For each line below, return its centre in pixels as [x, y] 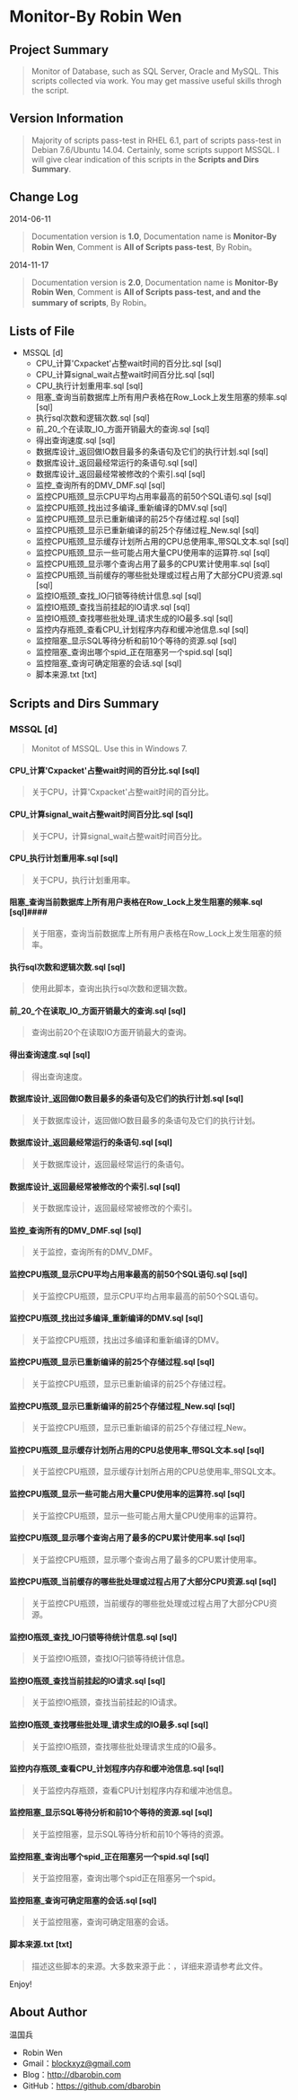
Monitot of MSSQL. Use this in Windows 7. [109, 749]
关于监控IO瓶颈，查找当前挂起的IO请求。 [106, 1702]
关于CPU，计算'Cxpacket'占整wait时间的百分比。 [122, 792]
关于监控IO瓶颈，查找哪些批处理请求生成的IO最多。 [126, 1746]
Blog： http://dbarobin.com [71, 2075]
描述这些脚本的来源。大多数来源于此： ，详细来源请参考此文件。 [149, 1966]
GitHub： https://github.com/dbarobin [92, 2086]
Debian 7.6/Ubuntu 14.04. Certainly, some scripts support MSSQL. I [155, 149]
